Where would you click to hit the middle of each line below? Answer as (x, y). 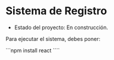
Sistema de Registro (56, 11)
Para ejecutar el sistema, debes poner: (53, 39)
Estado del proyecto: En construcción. (61, 27)
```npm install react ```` (33, 50)
